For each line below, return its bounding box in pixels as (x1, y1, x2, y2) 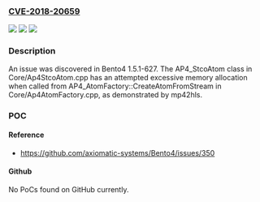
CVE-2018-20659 (8, 6, 80, 17)
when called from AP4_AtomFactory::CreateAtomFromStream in (8, 81, 222, 91)
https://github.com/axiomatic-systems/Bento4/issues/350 (19, 148, 215, 157)
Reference (8, 130, 45, 140)
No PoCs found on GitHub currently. (8, 184, 129, 194)
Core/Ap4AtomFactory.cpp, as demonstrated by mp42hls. (8, 89, 203, 99)
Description (8, 45, 56, 57)
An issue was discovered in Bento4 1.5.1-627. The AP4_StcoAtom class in (8, 63, 253, 74)
